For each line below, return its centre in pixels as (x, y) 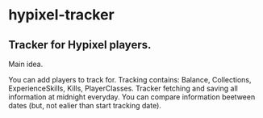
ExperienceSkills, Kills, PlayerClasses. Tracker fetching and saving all (123, 88)
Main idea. (26, 64)
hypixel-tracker (61, 15)
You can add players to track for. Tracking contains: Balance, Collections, (130, 80)
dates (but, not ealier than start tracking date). (85, 105)
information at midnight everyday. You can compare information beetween (132, 97)
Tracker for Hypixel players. (80, 45)
